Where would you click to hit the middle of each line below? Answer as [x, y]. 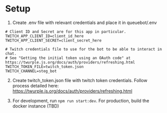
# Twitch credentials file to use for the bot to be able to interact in [84, 49]
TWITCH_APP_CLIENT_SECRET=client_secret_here [53, 40]
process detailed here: [35, 85]
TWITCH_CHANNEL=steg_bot [31, 71]
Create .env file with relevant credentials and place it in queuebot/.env [84, 22]
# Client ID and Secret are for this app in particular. [66, 31]
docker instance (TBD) [35, 106]
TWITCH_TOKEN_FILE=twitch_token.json [44, 66]
